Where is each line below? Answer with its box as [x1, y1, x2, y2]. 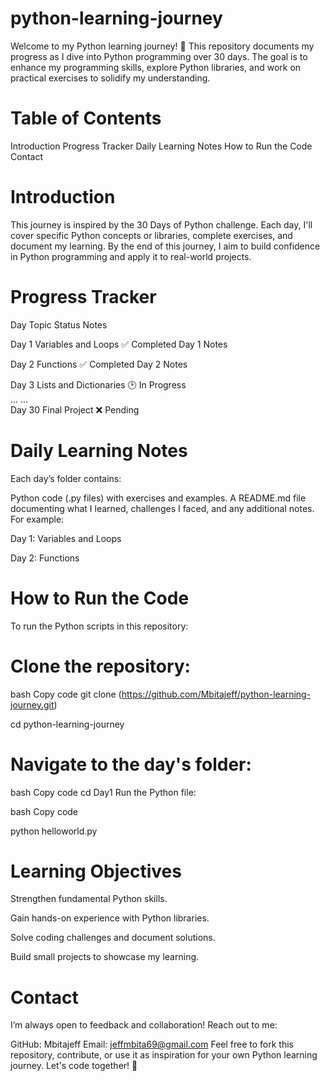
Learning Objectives [10, 860, 182, 882]
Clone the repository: [10, 655, 191, 677]
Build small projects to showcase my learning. [10, 951, 200, 963]
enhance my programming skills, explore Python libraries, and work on [10, 61, 302, 73]
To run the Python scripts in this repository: [10, 620, 189, 632]
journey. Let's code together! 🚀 [10, 1060, 138, 1072]
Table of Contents [10, 107, 162, 130]
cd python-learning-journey [10, 718, 125, 730]
